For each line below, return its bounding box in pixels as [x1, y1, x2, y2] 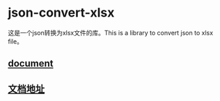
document [8, 57, 54, 70]
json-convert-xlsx [8, 5, 115, 21]
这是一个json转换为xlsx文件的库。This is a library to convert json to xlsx [8, 28, 214, 37]
